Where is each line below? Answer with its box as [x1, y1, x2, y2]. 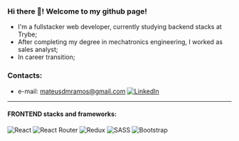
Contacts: [7, 70, 43, 80]
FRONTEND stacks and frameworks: [7, 110, 117, 118]
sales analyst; [17, 46, 58, 54]
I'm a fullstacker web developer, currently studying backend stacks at [17, 23, 222, 31]
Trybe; [17, 30, 38, 38]
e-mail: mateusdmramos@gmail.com [17, 87, 126, 95]
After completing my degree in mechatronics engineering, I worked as [17, 38, 223, 46]
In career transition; [17, 53, 75, 61]
